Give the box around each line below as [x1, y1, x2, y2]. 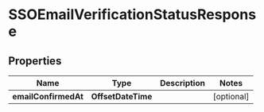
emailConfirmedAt [12, 91, 83, 102]
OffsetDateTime [91, 91, 153, 102]
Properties [8, 54, 62, 68]
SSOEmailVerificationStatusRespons [8, 6, 257, 24]
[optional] [212, 91, 250, 102]
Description [160, 78, 205, 88]
